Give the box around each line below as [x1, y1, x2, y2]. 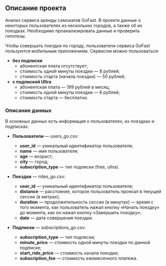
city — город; [19, 159, 49, 165]
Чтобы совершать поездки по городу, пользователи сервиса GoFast [5, 42, 150, 49]
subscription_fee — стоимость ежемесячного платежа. [19, 256, 138, 262]
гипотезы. [5, 33, 26, 39]
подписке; [19, 245, 42, 251]
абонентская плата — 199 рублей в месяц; [19, 84, 110, 90]
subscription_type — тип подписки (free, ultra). [19, 164, 120, 170]
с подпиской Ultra [12, 79, 52, 85]
